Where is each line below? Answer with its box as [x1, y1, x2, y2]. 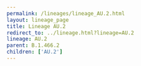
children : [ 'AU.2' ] [6, 49, 63, 56]
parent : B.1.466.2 [6, 42, 60, 49]
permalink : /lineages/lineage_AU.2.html [6, 10, 126, 17]
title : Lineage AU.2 [6, 23, 67, 30]
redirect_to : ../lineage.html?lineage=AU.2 [6, 29, 135, 36]
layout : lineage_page [6, 16, 69, 23]
